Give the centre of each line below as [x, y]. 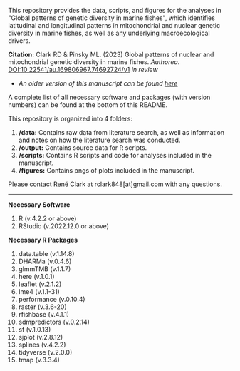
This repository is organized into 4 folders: [70, 118]
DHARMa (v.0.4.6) [45, 261]
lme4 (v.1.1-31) [39, 291]
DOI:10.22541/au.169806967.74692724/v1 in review [83, 70]
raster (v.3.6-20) [42, 307]
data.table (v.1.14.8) [46, 254]
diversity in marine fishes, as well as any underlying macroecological [109, 33]
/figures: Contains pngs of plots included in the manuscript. [106, 170]
